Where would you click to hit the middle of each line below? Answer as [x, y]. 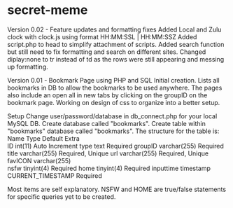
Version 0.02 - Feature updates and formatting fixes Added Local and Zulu [114, 29]
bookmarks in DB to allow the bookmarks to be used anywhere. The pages [115, 88]
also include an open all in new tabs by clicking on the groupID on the [107, 95]
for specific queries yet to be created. [62, 196]
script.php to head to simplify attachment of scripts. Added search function [116, 44]
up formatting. [28, 67]
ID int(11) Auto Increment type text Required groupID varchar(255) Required [115, 146]
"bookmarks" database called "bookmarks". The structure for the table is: [113, 131]
